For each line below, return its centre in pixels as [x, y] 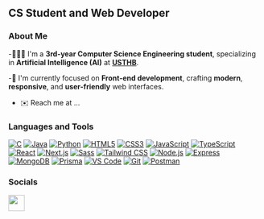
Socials [23, 182]
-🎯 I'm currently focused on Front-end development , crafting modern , [126, 78]
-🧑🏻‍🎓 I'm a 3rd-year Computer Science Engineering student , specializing [132, 54]
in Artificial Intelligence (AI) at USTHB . [74, 62]
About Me [28, 36]
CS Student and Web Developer [89, 13]
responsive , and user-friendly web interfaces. [86, 86]
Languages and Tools [51, 126]
